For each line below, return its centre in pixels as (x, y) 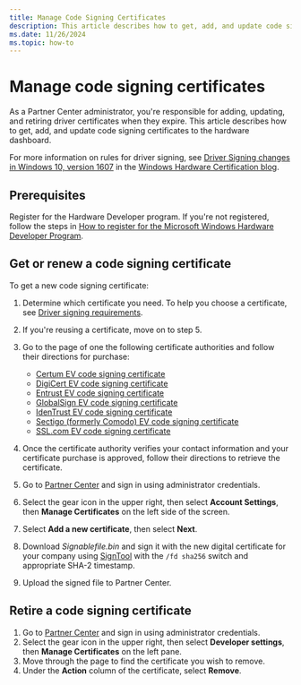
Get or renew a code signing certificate (120, 264)
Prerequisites (47, 195)
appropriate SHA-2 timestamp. (79, 565)
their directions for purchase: (76, 356)
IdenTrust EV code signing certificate (104, 412)
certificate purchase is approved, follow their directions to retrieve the (151, 458)
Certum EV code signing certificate (100, 373)
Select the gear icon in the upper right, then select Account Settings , (150, 501)
